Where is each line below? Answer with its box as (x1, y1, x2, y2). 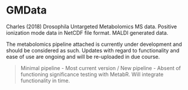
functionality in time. (20, 77, 70, 84)
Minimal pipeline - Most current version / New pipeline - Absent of (20, 64, 181, 71)
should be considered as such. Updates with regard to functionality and (6, 46, 180, 54)
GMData (6, 4, 47, 17)
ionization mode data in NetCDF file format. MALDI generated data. (6, 29, 169, 36)
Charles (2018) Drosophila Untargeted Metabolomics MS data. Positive (6, 23, 177, 30)
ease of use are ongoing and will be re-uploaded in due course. (6, 53, 160, 60)
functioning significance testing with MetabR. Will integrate (20, 71, 164, 78)
